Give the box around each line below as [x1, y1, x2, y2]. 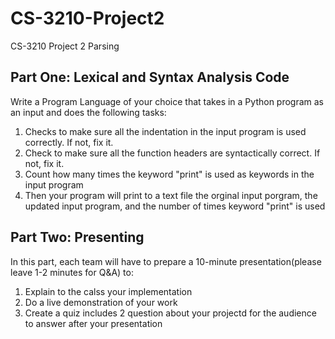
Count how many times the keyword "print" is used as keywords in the [24, 168, 315, 180]
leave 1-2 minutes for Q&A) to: [10, 266, 134, 278]
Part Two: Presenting [10, 229, 145, 246]
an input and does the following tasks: [10, 106, 167, 118]
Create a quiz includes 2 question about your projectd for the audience [24, 307, 317, 319]
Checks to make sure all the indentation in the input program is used [24, 125, 307, 137]
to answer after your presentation [24, 317, 163, 329]
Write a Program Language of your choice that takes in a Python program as [10, 95, 325, 107]
